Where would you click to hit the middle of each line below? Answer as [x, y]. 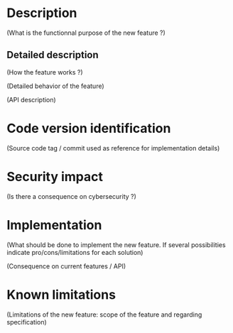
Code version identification [89, 128]
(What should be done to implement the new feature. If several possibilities [116, 245]
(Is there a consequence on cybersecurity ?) [71, 196]
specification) [27, 322]
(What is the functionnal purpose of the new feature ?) [86, 33]
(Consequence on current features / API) [66, 266]
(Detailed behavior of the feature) [55, 86]
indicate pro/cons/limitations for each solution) [75, 252]
